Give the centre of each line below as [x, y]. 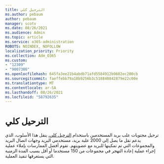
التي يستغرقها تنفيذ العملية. [30, 156]
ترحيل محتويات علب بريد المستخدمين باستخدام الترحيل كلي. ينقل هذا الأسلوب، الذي [82, 135]
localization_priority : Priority [40, 51]
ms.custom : [16, 60]
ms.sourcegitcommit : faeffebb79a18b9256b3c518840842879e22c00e [72, 79]
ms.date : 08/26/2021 [26, 28]
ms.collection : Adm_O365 [31, 56]
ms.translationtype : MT [30, 83]
